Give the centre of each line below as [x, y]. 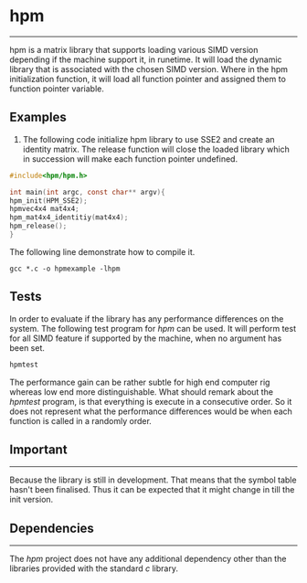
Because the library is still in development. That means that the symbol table [153, 480]
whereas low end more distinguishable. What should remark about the [142, 392]
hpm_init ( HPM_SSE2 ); [49, 201]
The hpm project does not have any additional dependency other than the [148, 559]
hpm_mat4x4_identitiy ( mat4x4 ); [69, 217]
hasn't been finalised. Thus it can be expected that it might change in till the [152, 490]
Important [38, 449]
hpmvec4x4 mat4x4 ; [44, 209]
